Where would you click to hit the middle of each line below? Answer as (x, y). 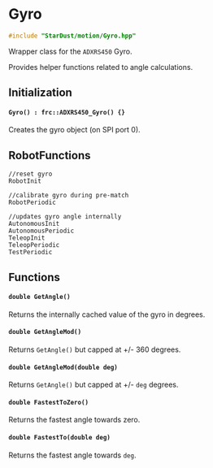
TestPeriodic (30, 253)
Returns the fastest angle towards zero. (74, 420)
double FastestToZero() (49, 402)
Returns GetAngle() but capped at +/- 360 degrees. (95, 349)
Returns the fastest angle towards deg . (72, 455)
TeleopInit (27, 238)
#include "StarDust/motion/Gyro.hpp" (72, 36)
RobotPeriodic (33, 203)
